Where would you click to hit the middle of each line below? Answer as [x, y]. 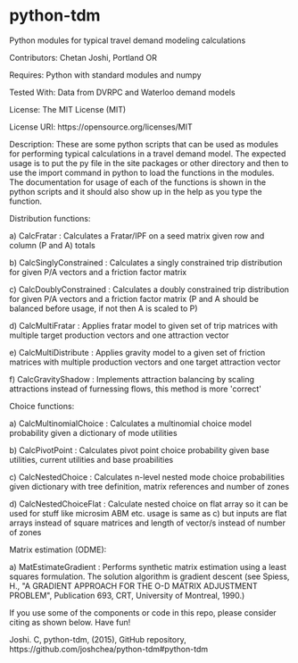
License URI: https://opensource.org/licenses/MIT [101, 127]
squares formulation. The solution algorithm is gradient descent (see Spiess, [149, 576]
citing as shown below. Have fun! [70, 622]
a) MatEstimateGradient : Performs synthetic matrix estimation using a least [148, 566]
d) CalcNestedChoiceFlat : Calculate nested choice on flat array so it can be [149, 504]
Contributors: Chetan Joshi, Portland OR [83, 57]
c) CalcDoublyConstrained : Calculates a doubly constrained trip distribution [149, 289]
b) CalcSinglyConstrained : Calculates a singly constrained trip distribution [146, 262]
